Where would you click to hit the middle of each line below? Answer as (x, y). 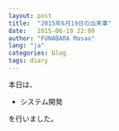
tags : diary (28, 61)
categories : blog (37, 53)
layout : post (30, 16)
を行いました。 (33, 118)
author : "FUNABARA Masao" (51, 38)
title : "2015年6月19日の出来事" (60, 23)
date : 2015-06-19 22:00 (51, 31)
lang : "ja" (27, 46)
